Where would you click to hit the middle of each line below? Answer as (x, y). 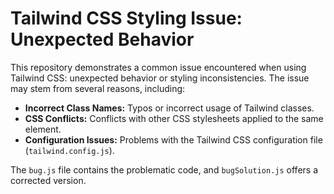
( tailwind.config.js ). (69, 150)
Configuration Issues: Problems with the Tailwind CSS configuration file (173, 139)
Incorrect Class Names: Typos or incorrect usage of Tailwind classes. (169, 108)
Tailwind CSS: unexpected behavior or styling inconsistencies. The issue (160, 78)
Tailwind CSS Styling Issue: (126, 18)
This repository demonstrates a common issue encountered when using (158, 67)
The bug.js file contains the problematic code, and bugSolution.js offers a (164, 169)
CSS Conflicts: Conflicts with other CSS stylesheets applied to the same (174, 118)
